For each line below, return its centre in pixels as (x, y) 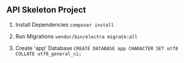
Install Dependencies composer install (65, 24)
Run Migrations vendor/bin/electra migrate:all (76, 36)
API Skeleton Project (46, 10)
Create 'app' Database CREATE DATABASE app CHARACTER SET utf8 (97, 48)
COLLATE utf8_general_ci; (48, 54)
